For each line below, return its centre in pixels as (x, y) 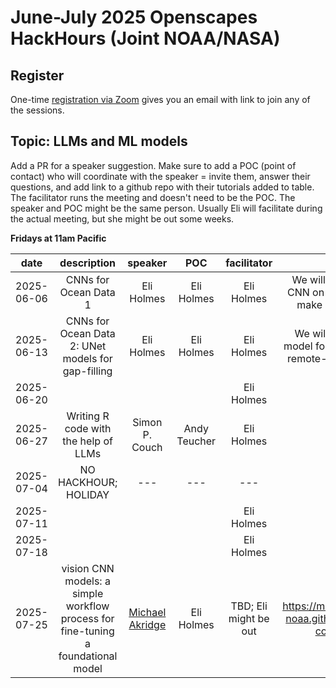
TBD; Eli (249, 606)
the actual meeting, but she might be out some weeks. (122, 218)
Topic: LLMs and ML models (99, 141)
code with (88, 428)
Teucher (196, 441)
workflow (87, 606)
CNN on (306, 292)
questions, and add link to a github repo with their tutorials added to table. (162, 187)
